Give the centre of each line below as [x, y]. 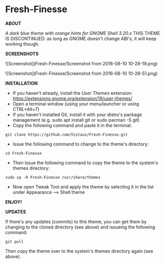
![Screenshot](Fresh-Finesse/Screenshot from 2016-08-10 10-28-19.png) [81, 63]
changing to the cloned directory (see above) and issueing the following [80, 227]
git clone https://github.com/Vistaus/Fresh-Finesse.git [67, 135]
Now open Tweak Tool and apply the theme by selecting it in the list [83, 186]
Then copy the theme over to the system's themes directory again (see [79, 251]
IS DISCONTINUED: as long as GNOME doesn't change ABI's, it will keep [81, 39]
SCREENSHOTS [22, 54]
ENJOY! [14, 202]
